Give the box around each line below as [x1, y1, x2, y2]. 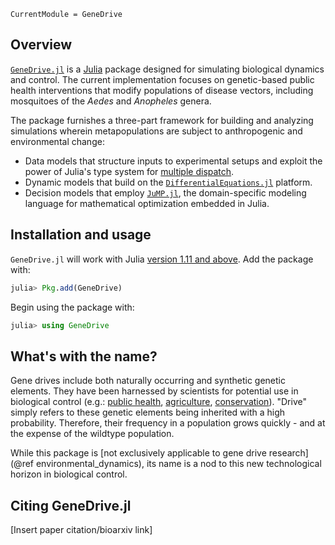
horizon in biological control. [10, 468, 128, 480]
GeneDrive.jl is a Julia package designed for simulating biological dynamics [10, 63, 325, 75]
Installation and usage [10, 226, 152, 244]
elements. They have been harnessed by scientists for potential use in [10, 385, 299, 397]
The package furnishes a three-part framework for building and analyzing [10, 114, 314, 126]
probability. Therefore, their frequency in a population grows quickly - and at [10, 417, 326, 429]
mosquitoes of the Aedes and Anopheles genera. [10, 95, 212, 107]
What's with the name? [10, 348, 158, 365]
